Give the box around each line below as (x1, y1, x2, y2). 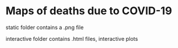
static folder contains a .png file (5, 24, 84, 31)
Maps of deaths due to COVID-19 (5, 4, 172, 18)
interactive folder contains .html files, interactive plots (5, 35, 138, 42)
